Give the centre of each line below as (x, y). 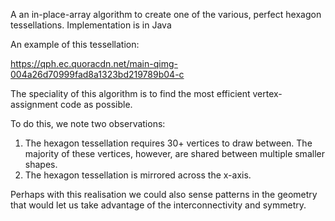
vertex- (267, 93)
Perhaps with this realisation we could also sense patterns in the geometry (164, 194)
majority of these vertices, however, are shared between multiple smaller (174, 153)
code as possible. (96, 104)
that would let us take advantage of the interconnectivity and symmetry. (158, 205)
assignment (34, 104)
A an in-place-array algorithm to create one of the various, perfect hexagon (166, 14)
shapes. (41, 164)
